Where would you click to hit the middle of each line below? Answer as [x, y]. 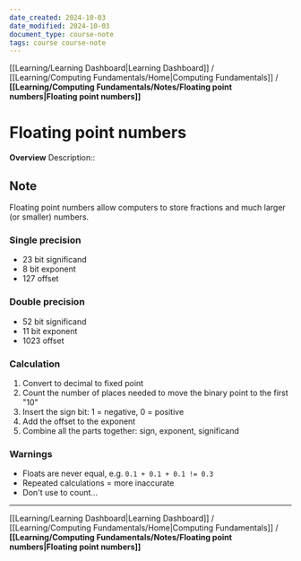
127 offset [40, 279]
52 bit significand [54, 321]
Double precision [47, 302]
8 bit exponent [49, 269]
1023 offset [43, 341]
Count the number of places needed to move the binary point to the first [155, 393]
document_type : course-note [62, 34]
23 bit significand [54, 260]
